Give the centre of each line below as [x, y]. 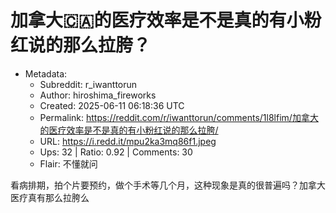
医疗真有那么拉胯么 [50, 197]
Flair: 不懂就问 [68, 163]
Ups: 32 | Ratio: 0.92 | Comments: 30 [116, 152]
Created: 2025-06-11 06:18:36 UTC [112, 105]
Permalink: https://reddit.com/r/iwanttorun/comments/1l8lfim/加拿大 [179, 117]
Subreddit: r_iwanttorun [88, 84]
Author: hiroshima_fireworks [98, 95]
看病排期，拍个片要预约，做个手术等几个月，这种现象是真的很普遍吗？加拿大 [168, 185]
